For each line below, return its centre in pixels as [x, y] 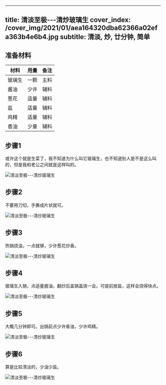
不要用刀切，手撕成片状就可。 [35, 205]
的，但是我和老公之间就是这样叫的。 [42, 165]
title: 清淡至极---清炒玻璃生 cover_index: [68, 20]
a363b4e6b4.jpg [32, 37]
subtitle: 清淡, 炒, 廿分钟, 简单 [105, 37]
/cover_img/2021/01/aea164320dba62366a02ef [82, 28]
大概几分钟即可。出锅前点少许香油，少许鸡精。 [53, 327]
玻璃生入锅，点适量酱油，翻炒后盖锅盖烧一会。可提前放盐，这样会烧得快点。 [83, 286]
